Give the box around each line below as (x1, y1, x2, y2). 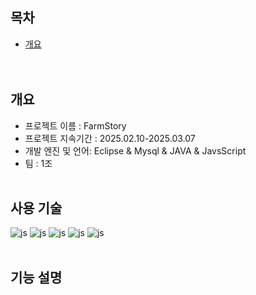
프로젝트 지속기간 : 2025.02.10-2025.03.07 (24, 132, 196, 144)
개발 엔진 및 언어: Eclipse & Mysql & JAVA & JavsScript (24, 144, 247, 157)
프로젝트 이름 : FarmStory (24, 119, 127, 132)
